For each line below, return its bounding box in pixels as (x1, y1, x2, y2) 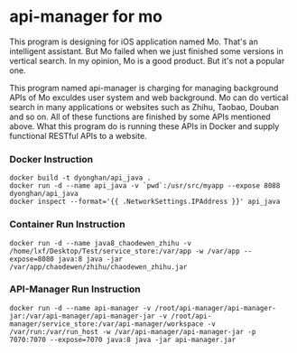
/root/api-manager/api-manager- (154, 303, 277, 312)
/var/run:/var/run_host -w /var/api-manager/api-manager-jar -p (9, 327, 256, 336)
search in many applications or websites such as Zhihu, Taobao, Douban (9, 101, 280, 112)
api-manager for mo (9, 6, 162, 27)
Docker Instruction (9, 153, 93, 165)
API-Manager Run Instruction (9, 283, 142, 295)
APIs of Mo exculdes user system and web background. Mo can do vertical (9, 92, 289, 103)
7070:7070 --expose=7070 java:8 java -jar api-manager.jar (9, 335, 237, 344)
